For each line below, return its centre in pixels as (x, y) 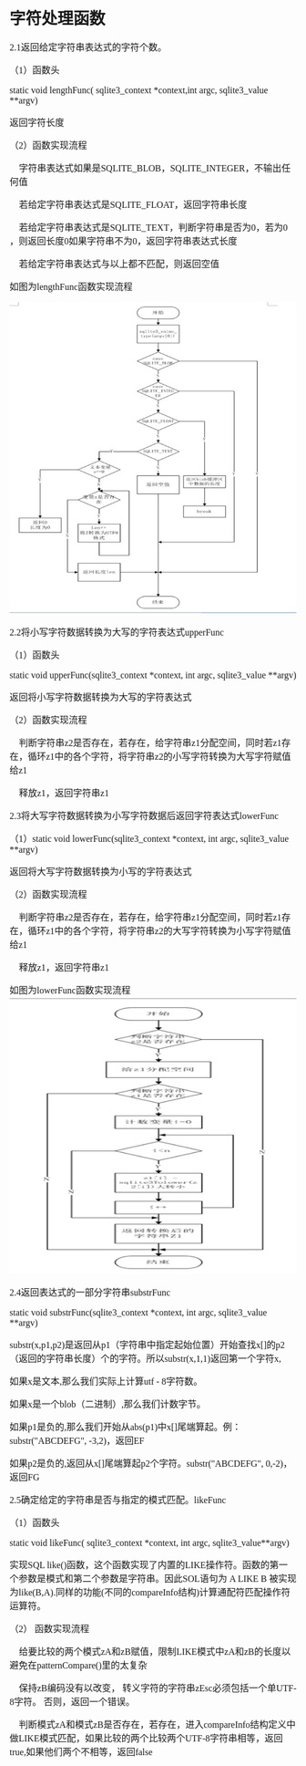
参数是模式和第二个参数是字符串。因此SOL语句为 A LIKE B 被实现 (158, 1579)
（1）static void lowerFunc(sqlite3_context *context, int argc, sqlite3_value (149, 838)
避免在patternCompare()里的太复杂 (78, 1666)
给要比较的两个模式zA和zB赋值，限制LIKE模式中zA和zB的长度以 (155, 1652)
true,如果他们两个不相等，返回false (81, 1752)
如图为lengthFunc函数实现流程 (71, 286)
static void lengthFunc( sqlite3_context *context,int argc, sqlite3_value (139, 90)
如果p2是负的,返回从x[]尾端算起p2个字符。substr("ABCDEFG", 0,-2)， (151, 1464)
